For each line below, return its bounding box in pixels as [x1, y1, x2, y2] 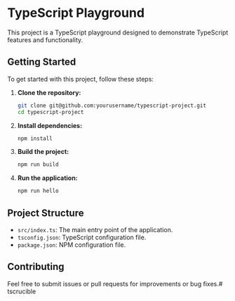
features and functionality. [7, 35, 83, 44]
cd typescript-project [17, 108, 84, 115]
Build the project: [17, 148, 69, 156]
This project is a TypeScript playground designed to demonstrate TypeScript [7, 28, 229, 37]
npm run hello [17, 188, 59, 195]
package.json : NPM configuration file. [17, 241, 126, 249]
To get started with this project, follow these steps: [7, 75, 154, 83]
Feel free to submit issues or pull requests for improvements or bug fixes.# [7, 279, 223, 288]
